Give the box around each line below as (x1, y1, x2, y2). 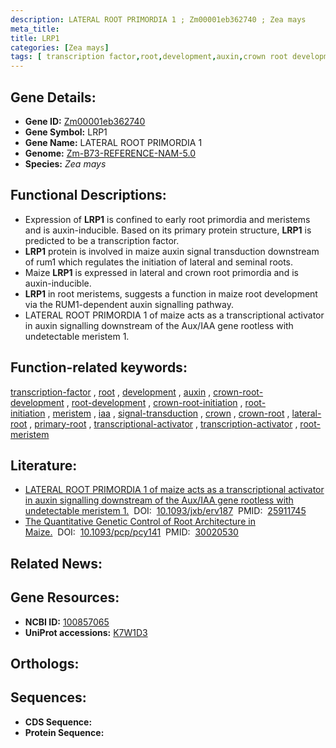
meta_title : (10, 24, 60, 34)
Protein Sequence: (24, 726, 105, 738)
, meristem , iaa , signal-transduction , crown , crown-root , (47, 407, 290, 419)
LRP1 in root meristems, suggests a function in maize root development (24, 287, 318, 300)
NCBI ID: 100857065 (24, 616, 110, 628)
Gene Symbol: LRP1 (24, 126, 108, 138)
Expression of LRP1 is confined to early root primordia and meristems (24, 213, 311, 225)
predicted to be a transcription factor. (24, 234, 180, 246)
